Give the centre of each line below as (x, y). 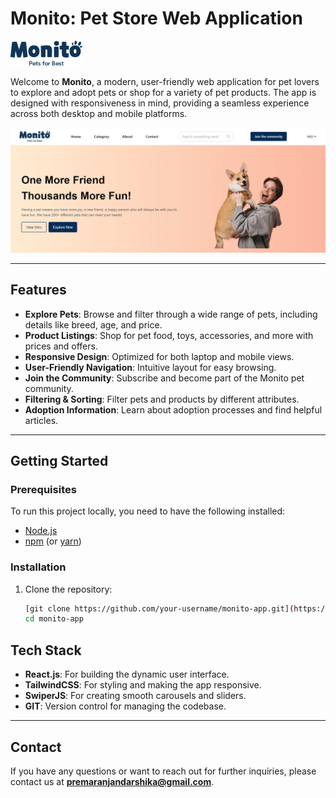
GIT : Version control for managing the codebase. (125, 706)
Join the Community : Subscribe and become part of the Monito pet (164, 378)
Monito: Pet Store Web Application (156, 18)
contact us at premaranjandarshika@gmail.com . (112, 781)
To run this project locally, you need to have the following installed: (148, 511)
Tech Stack (46, 650)
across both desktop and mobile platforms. (99, 113)
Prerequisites (43, 489)
